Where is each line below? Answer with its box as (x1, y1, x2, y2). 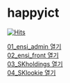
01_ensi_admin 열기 (7, 42, 62, 50)
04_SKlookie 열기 (7, 68, 56, 77)
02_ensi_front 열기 (7, 51, 59, 59)
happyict (7, 5, 60, 21)
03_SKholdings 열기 (7, 59, 64, 68)
